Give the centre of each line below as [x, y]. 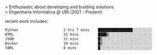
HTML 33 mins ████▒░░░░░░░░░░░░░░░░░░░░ [78, 34]
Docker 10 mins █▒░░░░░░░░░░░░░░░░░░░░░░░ [78, 43]
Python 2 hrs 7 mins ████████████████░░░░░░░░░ [78, 30]
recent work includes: [27, 21]
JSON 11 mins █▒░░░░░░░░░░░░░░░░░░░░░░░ [78, 39]
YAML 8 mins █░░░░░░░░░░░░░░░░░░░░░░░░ [78, 48]
